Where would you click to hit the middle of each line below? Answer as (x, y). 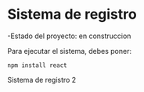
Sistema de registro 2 (42, 80)
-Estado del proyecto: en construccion (69, 36)
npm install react (37, 65)
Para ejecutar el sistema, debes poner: (70, 51)
